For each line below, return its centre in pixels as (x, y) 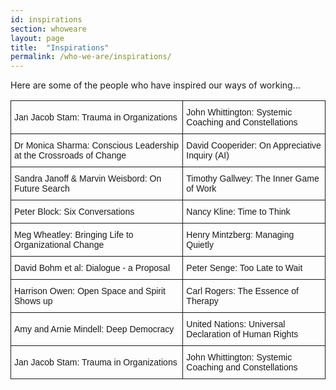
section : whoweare (48, 29)
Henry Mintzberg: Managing (240, 235)
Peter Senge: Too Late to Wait (244, 268)
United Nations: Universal (236, 324)
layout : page (37, 38)
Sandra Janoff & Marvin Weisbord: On (88, 179)
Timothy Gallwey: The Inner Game (253, 179)
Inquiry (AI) (208, 155)
